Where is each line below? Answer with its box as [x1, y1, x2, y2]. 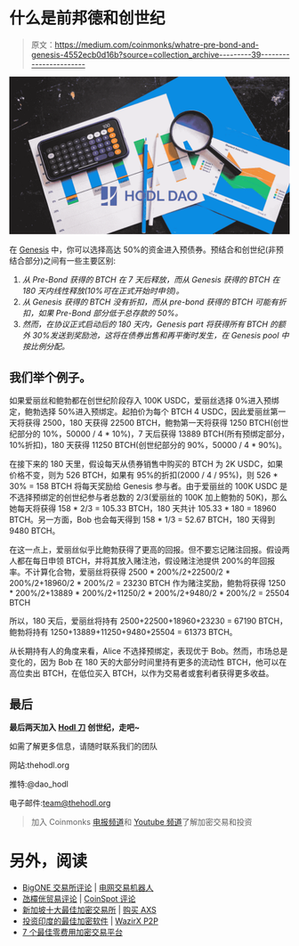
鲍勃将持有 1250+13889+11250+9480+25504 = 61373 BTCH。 [9, 627, 238, 638]
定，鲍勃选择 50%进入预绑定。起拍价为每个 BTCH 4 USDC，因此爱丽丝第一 [9, 406, 287, 417]
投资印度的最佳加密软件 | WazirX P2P [21, 916, 158, 926]
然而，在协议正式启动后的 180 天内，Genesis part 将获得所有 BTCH [21, 319, 269, 330]
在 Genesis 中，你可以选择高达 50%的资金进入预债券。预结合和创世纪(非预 [9, 244, 285, 255]
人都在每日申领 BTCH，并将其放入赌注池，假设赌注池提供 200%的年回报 [9, 556, 276, 567]
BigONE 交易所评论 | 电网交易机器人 [21, 883, 154, 893]
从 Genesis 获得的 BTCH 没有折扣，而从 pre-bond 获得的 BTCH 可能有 [21, 297, 279, 307]
